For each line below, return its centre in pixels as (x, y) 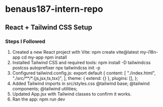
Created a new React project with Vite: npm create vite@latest (76, 52)
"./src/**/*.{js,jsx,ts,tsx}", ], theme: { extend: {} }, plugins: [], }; (75, 78)
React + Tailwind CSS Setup (49, 27)
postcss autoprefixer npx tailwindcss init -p (56, 68)
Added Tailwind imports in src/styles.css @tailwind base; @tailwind (81, 83)
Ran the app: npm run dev (39, 99)
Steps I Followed (25, 41)
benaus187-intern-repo (54, 9)
